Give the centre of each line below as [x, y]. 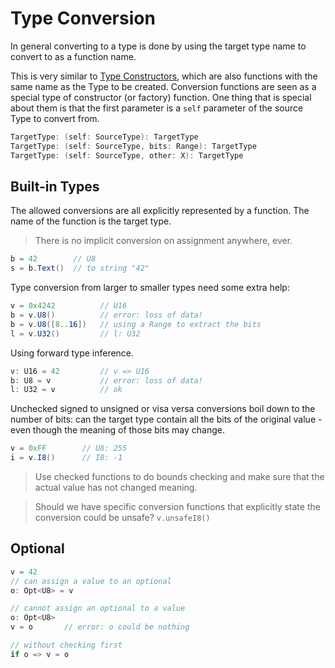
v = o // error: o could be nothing [100, 627]
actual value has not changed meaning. [116, 487]
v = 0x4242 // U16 [69, 306]
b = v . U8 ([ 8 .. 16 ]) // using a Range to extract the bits [136, 324]
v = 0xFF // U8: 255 [69, 448]
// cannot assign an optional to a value [98, 608]
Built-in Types [55, 186]
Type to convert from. [55, 118]
